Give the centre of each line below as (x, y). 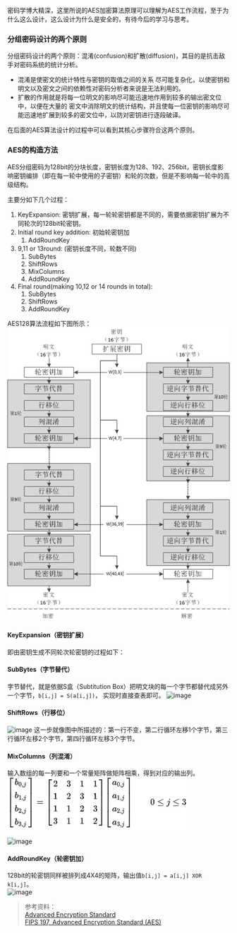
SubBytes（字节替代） (41, 670)
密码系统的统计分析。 (50, 65)
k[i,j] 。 (20, 884)
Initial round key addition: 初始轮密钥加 (73, 232)
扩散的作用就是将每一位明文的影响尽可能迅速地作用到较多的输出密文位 (120, 97)
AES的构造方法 (33, 150)
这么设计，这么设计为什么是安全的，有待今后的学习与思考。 (106, 19)
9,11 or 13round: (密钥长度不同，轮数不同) (77, 248)
